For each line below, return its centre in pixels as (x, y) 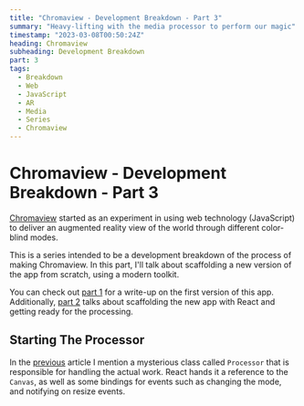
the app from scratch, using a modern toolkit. (94, 274)
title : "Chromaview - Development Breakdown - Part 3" (116, 18)
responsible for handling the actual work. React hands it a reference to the (149, 371)
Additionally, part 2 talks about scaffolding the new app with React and (142, 301)
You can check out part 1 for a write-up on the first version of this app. (142, 292)
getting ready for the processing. (72, 311)
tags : (20, 69)
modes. (44, 237)
